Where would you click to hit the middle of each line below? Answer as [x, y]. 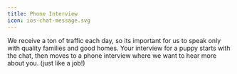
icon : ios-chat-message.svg [49, 20]
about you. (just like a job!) [46, 63]
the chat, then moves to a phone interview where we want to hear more [112, 55]
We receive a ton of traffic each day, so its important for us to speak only [114, 40]
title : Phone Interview [43, 14]
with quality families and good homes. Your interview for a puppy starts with [119, 48]
